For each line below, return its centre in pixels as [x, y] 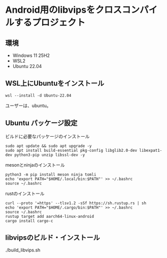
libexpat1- [151, 150]
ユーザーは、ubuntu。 [28, 105]
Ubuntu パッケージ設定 [41, 123]
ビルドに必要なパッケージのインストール [47, 136]
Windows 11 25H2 [31, 55]
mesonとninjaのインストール [35, 165]
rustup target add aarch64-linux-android [50, 216]
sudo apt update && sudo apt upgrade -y [49, 146]
